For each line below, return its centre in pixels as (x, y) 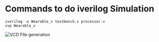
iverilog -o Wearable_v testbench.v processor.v (55, 21)
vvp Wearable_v (20, 26)
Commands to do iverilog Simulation (79, 9)
